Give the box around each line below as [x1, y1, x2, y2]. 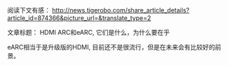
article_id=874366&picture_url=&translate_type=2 [7, 14, 152, 22]
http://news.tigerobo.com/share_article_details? [51, 6, 189, 14]
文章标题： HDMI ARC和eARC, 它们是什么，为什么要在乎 [7, 28, 170, 36]
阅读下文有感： [7, 6, 51, 14]
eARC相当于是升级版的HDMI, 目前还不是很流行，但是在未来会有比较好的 [7, 43, 215, 51]
